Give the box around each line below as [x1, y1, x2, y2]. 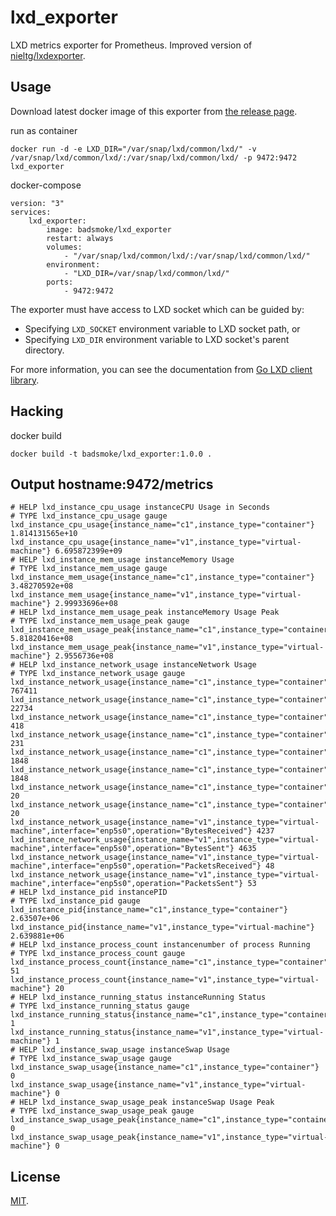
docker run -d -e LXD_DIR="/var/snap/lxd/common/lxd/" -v [10, 144, 257, 154]
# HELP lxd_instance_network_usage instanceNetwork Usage [10, 660, 257, 670]
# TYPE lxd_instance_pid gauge [10, 896, 141, 906]
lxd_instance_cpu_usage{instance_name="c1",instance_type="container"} [10, 520, 315, 530]
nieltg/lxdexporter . [10, 49, 86, 61]
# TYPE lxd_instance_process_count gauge [10, 949, 186, 959]
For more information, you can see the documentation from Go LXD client [10, 363, 313, 375]
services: [10, 207, 52, 217]
